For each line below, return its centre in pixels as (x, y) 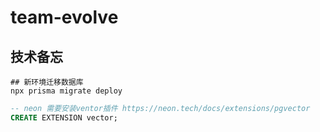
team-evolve (64, 17)
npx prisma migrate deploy (66, 91)
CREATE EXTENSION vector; (64, 117)
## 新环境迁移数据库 (47, 82)
